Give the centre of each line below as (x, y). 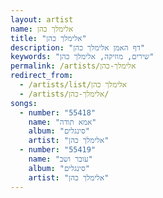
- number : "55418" (58, 112)
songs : (24, 103)
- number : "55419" (58, 150)
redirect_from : (42, 76)
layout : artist (42, 19)
